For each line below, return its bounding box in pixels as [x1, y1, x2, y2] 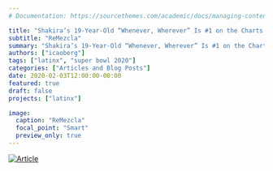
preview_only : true [15, 131, 82, 140]
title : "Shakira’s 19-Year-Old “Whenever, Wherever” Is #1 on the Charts [8, 26, 264, 35]
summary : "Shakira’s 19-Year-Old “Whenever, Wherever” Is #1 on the [8, 41, 245, 49]
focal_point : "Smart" [15, 124, 89, 132]
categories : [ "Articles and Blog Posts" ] [8, 64, 151, 73]
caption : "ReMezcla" [15, 117, 85, 125]
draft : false [8, 87, 53, 95]
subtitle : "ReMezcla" [8, 34, 82, 42]
